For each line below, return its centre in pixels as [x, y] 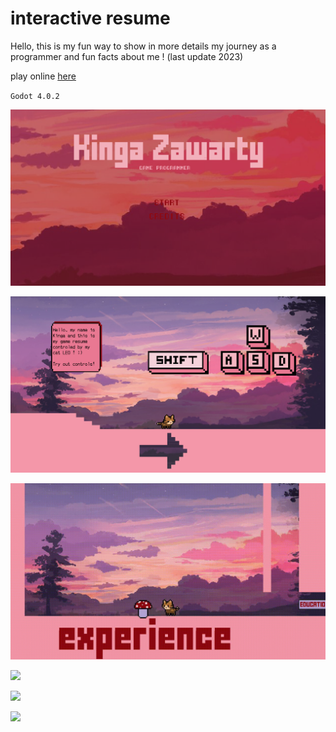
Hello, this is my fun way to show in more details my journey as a [143, 46]
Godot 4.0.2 [35, 96]
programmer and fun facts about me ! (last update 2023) [127, 56]
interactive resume [90, 18]
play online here [43, 76]
